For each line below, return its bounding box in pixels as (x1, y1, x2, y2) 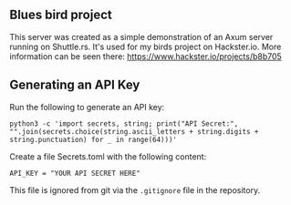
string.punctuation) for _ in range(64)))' (9, 135, 178, 144)
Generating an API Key (9, 77, 140, 93)
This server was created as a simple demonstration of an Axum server (9, 31, 274, 42)
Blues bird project (9, 7, 112, 23)
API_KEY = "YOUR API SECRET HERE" (9, 169, 141, 178)
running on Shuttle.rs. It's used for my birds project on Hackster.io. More (9, 41, 282, 52)
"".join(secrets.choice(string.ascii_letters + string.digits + (9, 127, 259, 136)
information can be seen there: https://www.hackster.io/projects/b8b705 (9, 50, 283, 62)
